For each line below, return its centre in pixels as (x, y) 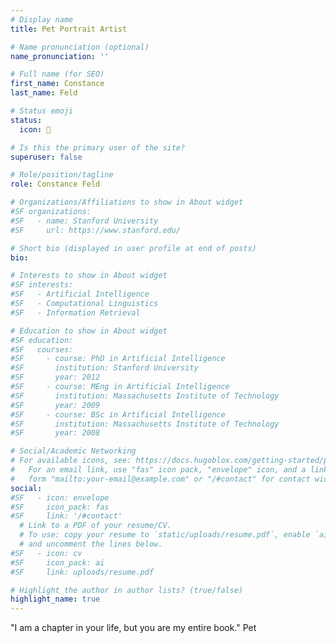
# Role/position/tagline (62, 175)
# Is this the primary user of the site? (98, 147)
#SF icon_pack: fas (60, 507)
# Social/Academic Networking (73, 451)
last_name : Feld (44, 93)
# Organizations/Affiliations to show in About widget (127, 202)
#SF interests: (42, 285)
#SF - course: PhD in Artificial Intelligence (118, 359)
